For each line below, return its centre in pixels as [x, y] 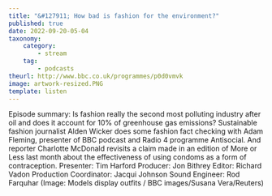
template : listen [38, 91]
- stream [52, 53]
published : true [36, 23]
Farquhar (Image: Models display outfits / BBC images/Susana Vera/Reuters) [136, 183]
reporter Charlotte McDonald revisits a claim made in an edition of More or [133, 149]
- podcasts [56, 69]
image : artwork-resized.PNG [56, 83]
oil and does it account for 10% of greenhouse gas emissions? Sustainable [133, 123]
